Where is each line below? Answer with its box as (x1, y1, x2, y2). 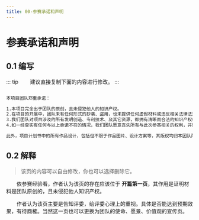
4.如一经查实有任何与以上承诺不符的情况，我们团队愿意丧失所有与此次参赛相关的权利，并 (6, 122, 192, 128)
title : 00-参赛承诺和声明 (6, 8, 64, 15)
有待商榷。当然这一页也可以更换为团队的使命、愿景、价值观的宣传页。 (16, 208, 188, 215)
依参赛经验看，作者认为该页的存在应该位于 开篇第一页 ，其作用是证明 (17, 180, 184, 187)
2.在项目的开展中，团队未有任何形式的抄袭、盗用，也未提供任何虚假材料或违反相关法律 (6, 111, 188, 117)
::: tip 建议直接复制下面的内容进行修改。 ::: (6, 78, 120, 85)
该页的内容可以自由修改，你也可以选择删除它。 (20, 167, 135, 174)
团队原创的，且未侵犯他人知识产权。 (16, 187, 105, 195)
